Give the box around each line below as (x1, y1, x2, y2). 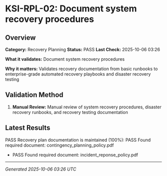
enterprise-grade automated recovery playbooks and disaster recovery (5, 71, 151, 77)
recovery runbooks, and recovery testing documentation (12, 109, 128, 115)
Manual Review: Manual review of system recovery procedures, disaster (12, 104, 162, 110)
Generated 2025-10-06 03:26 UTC (5, 166, 77, 172)
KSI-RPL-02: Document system (5, 3, 137, 14)
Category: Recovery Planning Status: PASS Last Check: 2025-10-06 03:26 (5, 47, 161, 52)
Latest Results (5, 124, 51, 132)
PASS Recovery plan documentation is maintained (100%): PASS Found (5, 137, 151, 143)
